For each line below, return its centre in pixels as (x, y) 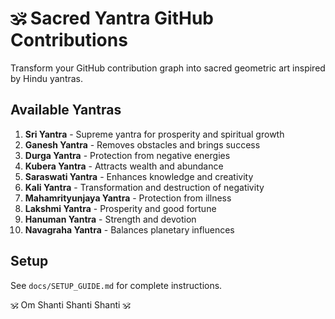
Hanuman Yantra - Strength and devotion (110, 219)
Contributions (69, 40)
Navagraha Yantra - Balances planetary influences (129, 229)
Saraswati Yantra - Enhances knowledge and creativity (139, 176)
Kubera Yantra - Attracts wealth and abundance (124, 166)
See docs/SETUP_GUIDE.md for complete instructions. (116, 285)
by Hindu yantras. (47, 78)
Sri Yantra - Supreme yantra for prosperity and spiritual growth (154, 134)
